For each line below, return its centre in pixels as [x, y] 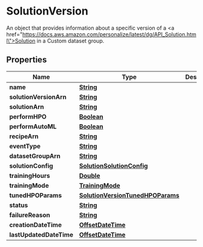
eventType [25, 146]
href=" [14, 34]
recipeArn [24, 136]
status [19, 205]
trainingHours [30, 176]
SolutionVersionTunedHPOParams [129, 195]
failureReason [30, 215]
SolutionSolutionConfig [113, 166]
